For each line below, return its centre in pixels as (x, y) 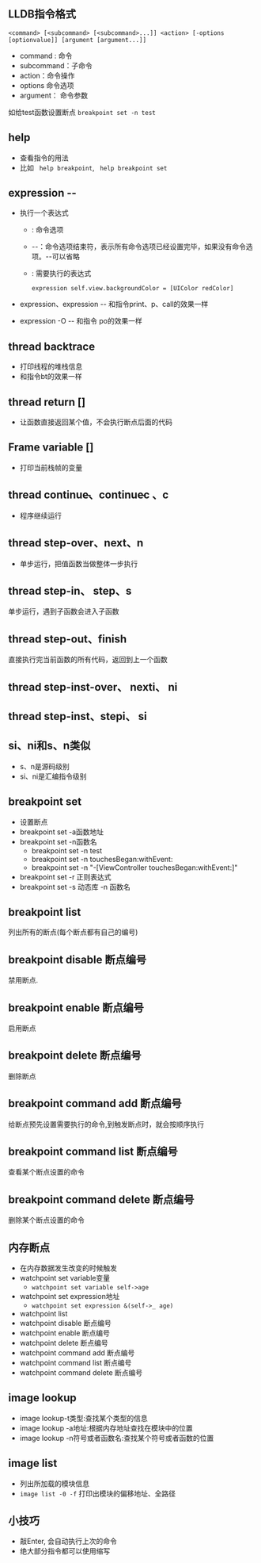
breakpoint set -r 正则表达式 (66, 877)
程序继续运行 (40, 515)
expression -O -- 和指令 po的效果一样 (81, 321)
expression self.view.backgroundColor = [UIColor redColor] (132, 289)
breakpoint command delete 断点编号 (101, 1199)
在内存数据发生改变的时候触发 (68, 1268)
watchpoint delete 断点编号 (64, 1343)
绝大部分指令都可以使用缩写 (65, 1551)
